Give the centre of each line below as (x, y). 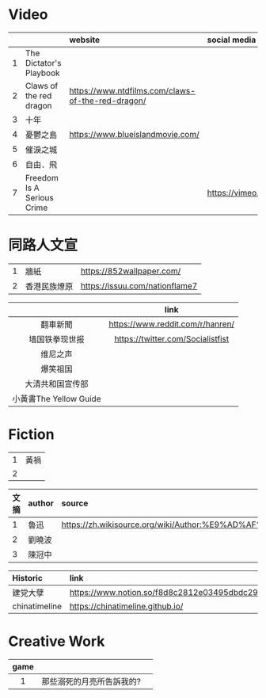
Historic (28, 578)
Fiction (31, 435)
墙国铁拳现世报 (57, 339)
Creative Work (57, 641)
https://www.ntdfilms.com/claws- (132, 90)
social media (232, 40)
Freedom (42, 177)
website (85, 40)
